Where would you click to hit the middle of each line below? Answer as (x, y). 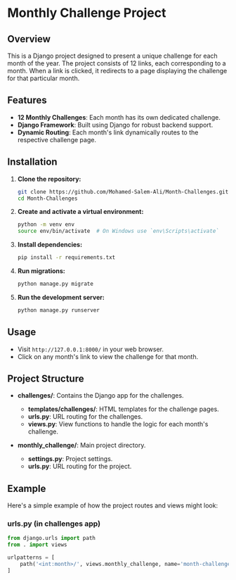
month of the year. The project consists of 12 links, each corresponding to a (117, 63)
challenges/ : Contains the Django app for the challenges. (100, 396)
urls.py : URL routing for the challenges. (85, 417)
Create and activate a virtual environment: (80, 212)
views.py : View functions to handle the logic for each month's (118, 424)
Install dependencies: (50, 245)
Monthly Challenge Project (87, 13)
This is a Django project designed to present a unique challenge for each (112, 56)
